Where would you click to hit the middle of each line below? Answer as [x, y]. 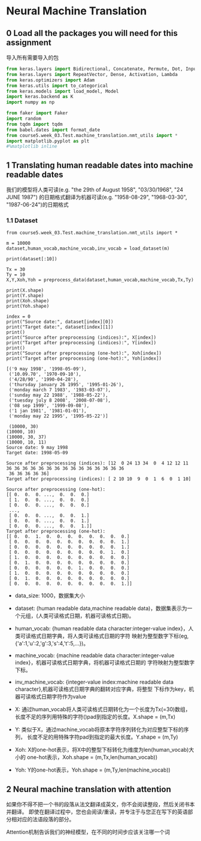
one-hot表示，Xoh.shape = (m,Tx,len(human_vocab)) [92, 757]
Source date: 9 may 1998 [37, 448]
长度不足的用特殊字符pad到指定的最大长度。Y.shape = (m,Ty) [102, 737]
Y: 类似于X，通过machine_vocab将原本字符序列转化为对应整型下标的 [99, 730]
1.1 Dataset [22, 220]
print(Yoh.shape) [28, 306]
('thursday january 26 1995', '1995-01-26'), [66, 385]
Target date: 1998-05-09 [37, 453]
